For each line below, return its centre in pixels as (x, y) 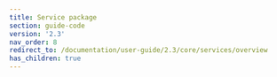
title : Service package (53, 17)
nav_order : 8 (33, 42)
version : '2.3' (37, 34)
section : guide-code (47, 26)
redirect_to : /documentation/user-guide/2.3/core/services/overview (138, 50)
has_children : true (45, 58)
